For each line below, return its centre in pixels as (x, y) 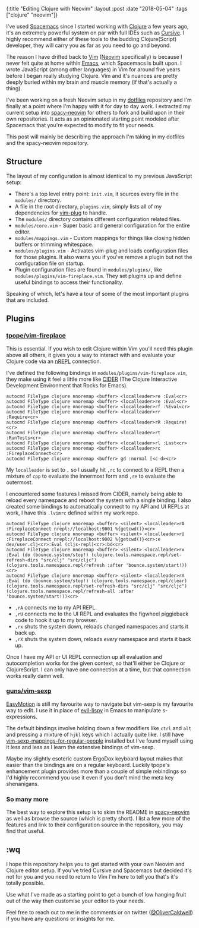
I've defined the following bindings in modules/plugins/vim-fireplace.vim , (97, 373)
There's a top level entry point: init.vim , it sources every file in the (97, 194)
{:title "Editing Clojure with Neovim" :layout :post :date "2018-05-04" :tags (97, 9)
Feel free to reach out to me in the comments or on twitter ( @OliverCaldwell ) (99, 912)
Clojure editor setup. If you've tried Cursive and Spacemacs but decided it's (99, 870)
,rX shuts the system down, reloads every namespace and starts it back (103, 639)
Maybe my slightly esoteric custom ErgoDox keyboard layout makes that (94, 758)
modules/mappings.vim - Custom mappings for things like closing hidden (102, 238)
